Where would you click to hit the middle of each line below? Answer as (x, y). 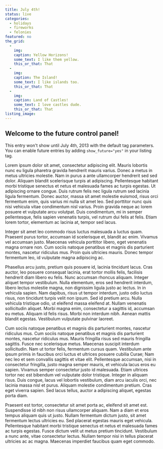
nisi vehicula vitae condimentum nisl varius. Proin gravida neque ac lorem (79, 206)
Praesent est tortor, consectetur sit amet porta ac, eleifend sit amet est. (76, 405)
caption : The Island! (36, 78)
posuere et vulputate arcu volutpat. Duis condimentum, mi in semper (74, 212)
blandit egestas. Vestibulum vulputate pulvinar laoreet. (60, 319)
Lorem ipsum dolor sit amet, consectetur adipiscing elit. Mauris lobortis (76, 165)
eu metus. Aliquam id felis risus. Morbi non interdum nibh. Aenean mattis (78, 313)
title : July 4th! (23, 10)
